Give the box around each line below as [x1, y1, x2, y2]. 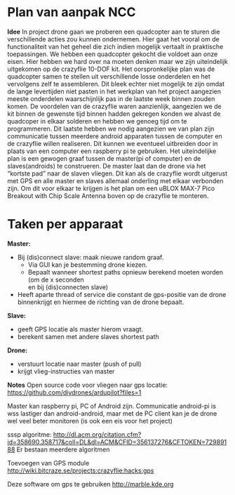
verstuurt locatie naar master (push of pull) [17, 359, 142, 368]
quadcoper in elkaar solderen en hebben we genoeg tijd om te [7, 117, 187, 125]
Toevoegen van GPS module [7, 458, 90, 467]
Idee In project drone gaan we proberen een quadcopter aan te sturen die [7, 27, 220, 36]
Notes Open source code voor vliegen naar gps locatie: [7, 381, 168, 389]
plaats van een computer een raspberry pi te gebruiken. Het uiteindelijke [7, 147, 217, 155]
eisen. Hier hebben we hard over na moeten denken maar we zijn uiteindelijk [7, 57, 228, 65]
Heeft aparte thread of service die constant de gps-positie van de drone [17, 290, 227, 298]
